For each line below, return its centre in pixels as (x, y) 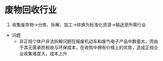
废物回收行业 (31, 10)
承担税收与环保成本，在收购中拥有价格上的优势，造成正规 (95, 47)
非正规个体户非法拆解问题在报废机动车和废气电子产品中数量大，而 (86, 41)
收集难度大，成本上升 (45, 53)
